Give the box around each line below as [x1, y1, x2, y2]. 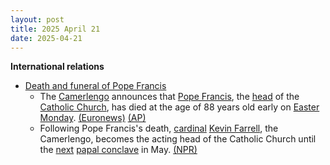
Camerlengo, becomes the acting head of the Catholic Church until [39, 133, 317, 145]
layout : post [10, 14, 65, 25]
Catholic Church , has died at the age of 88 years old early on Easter [39, 101, 320, 113]
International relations [10, 61, 105, 73]
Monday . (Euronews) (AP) [39, 112, 147, 124]
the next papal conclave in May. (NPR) [39, 144, 198, 156]
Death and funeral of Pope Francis [24, 80, 167, 92]
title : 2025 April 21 [10, 24, 101, 34]
